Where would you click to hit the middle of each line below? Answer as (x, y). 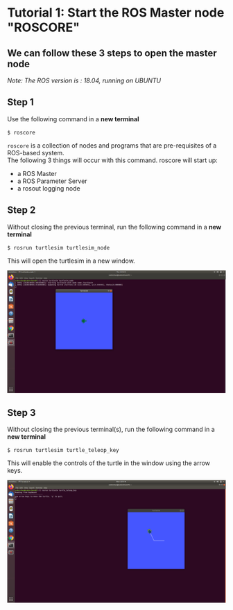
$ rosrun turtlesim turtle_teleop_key (63, 450)
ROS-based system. (36, 152)
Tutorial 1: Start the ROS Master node (116, 13)
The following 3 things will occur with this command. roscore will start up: (113, 160)
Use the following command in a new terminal (73, 119)
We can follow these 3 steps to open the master (112, 53)
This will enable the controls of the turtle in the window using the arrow (109, 463)
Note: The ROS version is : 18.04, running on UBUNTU (84, 80)
